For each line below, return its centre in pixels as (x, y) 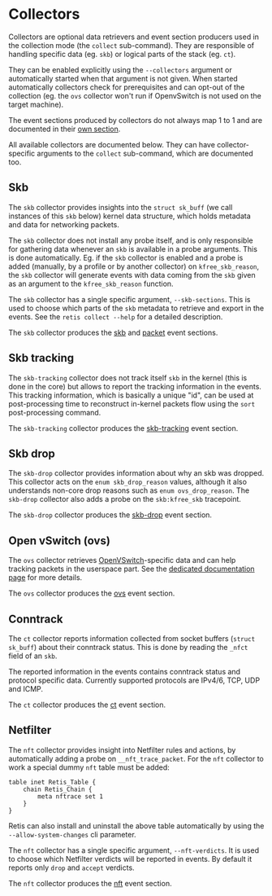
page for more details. (45, 578)
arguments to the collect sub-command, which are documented (145, 153)
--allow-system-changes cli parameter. (72, 834)
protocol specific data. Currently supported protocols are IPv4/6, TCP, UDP (134, 680)
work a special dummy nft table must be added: (89, 767)
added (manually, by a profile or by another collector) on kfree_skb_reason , (134, 266)
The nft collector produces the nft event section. (90, 883)
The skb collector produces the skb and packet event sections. (113, 332)
